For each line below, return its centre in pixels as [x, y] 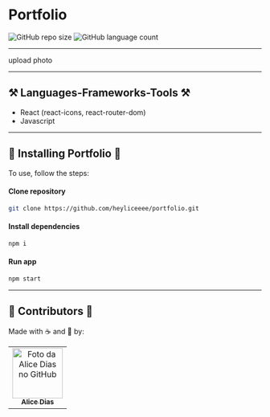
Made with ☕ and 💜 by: [46, 331]
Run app [22, 262]
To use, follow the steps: [49, 173]
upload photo [31, 60]
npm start [25, 279]
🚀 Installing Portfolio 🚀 [65, 154]
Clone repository [37, 191]
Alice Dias [38, 402]
